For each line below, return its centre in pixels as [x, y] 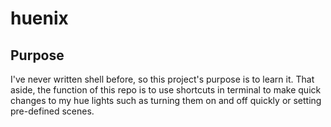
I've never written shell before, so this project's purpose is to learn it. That [162, 79]
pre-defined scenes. [52, 111]
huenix [39, 18]
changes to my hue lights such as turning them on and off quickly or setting [166, 100]
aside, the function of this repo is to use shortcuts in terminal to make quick [166, 90]
